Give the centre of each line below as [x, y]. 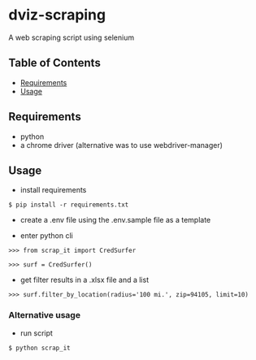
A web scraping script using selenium [72, 37]
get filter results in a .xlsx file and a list [84, 280]
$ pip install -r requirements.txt [69, 205]
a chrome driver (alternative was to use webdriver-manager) [121, 145]
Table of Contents [55, 63]
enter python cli [46, 236]
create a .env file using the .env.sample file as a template [115, 220]
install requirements [53, 190]
